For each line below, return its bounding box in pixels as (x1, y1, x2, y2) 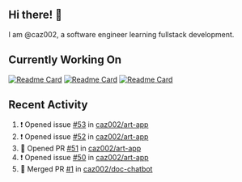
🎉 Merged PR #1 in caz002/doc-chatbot (19, 164, 153, 174)
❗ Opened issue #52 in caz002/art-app (19, 132, 149, 142)
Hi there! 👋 (8, 8, 63, 22)
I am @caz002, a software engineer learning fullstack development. (8, 29, 235, 39)
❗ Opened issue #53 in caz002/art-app (19, 120, 149, 129)
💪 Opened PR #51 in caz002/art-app (19, 143, 142, 154)
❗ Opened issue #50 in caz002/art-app (19, 153, 149, 163)
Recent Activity (8, 98, 88, 112)
